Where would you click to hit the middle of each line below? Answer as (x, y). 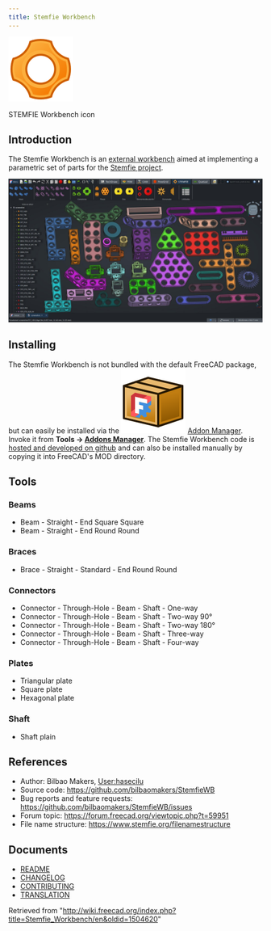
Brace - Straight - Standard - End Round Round (98, 569)
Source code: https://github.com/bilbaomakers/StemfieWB (117, 790)
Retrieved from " (35, 911)
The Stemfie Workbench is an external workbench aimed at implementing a (133, 159)
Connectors (32, 590)
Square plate (41, 689)
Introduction (40, 140)
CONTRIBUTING (47, 887)
